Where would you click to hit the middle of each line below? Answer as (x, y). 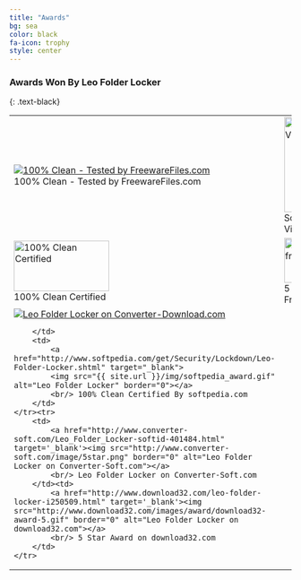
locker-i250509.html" (60, 502)
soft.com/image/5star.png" (71, 457)
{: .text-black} (35, 102)
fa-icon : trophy (39, 43)
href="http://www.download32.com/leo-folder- (163, 493)
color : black (34, 34)
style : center (36, 51)
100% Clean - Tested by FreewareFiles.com (107, 182)
